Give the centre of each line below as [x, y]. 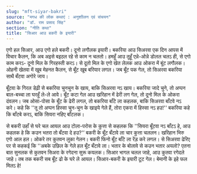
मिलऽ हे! [14, 166]
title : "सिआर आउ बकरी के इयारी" [41, 33]
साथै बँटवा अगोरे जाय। [27, 76]
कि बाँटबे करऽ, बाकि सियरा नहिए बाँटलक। [45, 114]
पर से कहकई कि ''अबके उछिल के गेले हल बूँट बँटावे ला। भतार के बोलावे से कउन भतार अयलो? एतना [98, 146]
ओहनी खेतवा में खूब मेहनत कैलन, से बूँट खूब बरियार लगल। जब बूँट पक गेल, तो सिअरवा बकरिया [94, 70]
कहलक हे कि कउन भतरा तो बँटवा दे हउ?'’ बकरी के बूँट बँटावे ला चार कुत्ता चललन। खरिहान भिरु [95, 133]
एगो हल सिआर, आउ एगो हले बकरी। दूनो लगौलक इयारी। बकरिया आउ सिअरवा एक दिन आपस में [95, 50]
